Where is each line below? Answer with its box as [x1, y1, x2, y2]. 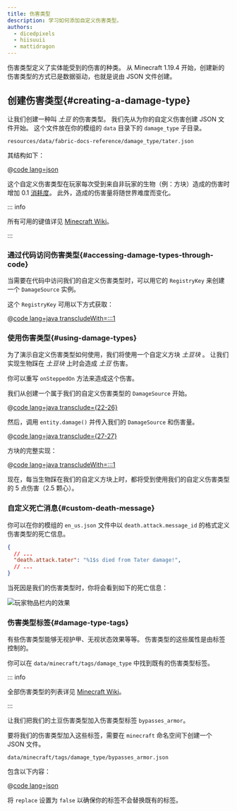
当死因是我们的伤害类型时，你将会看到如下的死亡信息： [7, 583, 168, 592]
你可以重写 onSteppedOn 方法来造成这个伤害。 [7, 374, 139, 383]
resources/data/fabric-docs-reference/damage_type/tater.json [7, 138, 194, 145]
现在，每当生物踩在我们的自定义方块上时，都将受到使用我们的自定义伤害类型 [7, 475, 230, 484]
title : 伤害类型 [7, 10, 51, 18]
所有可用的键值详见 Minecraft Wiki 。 [7, 217, 114, 226]
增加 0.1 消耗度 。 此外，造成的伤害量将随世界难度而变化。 [7, 188, 175, 197]
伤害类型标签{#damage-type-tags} [7, 618, 129, 628]
